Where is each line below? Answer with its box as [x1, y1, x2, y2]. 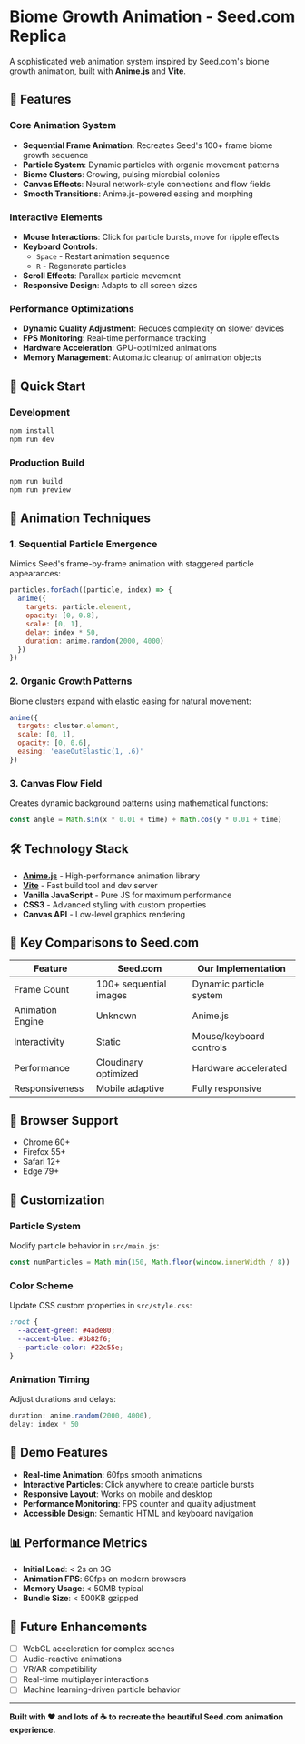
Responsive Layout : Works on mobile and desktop [22, 1488, 213, 1499]
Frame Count [14, 983, 70, 996]
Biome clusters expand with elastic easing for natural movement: [9, 696, 251, 707]
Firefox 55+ [22, 1147, 66, 1158]
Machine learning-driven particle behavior [22, 1684, 181, 1695]
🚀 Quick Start [9, 378, 86, 394]
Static [95, 1035, 121, 1047]
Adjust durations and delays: [9, 1393, 116, 1404]
